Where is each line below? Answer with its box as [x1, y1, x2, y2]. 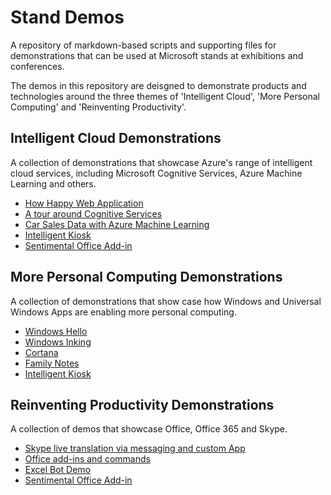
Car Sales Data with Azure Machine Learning [24, 218, 210, 230]
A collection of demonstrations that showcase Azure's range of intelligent [10, 156, 313, 168]
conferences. [10, 60, 65, 72]
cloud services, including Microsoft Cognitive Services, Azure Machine [10, 167, 303, 179]
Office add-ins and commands [24, 453, 151, 465]
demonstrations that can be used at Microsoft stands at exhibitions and [10, 49, 304, 61]
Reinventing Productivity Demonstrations [10, 396, 275, 413]
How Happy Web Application [24, 197, 144, 209]
